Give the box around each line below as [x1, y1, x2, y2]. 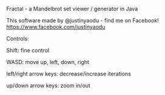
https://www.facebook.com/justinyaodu [6, 24, 106, 30]
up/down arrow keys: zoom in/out [6, 82, 91, 89]
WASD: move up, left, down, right [6, 59, 90, 65]
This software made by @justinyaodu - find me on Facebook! [6, 17, 159, 24]
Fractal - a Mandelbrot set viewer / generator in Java [6, 5, 138, 12]
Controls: [6, 35, 29, 42]
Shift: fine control [6, 47, 50, 54]
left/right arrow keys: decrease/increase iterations [6, 70, 132, 77]
